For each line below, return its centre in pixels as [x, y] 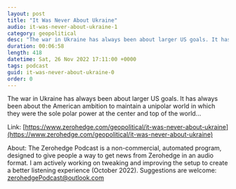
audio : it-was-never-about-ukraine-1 [63, 27]
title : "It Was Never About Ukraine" [63, 20]
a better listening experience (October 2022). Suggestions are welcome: [112, 170]
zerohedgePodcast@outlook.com [56, 178]
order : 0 [20, 79]
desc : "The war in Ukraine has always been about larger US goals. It [113, 40]
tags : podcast [28, 66]
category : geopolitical [42, 33]
